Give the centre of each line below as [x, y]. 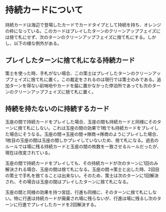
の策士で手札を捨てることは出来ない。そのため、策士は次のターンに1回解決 [82, 175]
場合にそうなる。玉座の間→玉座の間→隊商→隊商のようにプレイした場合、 [85, 134]
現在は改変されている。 [29, 152]
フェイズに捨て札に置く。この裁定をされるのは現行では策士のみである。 [83, 79]
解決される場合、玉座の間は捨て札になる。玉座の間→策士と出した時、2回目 [82, 169]
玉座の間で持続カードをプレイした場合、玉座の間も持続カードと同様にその [81, 122]
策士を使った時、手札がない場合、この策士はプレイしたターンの [70, 73]
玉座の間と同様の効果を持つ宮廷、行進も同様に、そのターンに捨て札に [77, 192]
